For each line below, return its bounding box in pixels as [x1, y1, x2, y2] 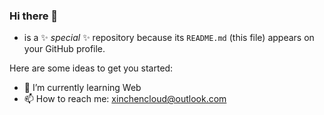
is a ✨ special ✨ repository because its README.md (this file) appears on [23, 32, 315, 44]
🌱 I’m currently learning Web [23, 82, 142, 94]
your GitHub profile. [23, 43, 106, 55]
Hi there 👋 [9, 9, 59, 23]
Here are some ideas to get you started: [9, 62, 174, 74]
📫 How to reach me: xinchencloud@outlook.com [23, 93, 227, 105]
